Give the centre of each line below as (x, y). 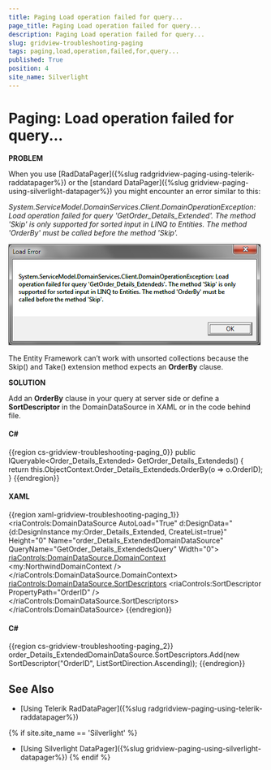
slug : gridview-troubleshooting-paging (76, 43)
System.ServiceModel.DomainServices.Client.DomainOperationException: (132, 206)
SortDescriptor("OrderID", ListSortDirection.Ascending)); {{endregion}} (127, 664)
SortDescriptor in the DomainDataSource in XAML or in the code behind (129, 407)
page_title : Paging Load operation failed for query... (105, 26)
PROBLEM (26, 158)
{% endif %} (90, 757)
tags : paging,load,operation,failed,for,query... (94, 52)
